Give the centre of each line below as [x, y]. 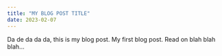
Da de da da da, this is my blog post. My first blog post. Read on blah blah [111, 39]
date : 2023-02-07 [32, 20]
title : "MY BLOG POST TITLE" [49, 13]
